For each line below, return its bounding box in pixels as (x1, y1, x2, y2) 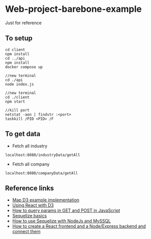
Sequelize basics (12, 213, 47, 219)
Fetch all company (12, 161, 50, 167)
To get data (5, 130, 41, 138)
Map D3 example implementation (12, 197, 80, 203)
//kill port (5, 108, 30, 113)
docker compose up (5, 64, 43, 70)
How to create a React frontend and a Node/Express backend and (12, 223, 146, 229)
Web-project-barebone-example (5, 3, 142, 15)
